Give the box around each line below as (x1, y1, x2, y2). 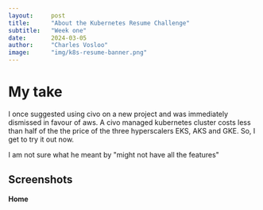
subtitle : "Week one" (8, 26, 87, 34)
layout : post (8, 11, 66, 20)
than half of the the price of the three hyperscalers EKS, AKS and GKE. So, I (8, 126, 256, 135)
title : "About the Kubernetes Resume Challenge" (8, 19, 191, 27)
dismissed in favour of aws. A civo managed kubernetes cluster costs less (8, 117, 252, 127)
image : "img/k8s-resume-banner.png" (8, 49, 148, 56)
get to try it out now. (8, 134, 74, 144)
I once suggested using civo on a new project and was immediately (8, 109, 229, 119)
